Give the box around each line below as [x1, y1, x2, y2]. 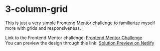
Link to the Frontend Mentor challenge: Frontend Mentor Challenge [5, 35, 143, 41]
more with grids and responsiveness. [5, 25, 81, 31]
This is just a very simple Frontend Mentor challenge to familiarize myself [5, 20, 156, 26]
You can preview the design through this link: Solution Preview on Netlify [5, 40, 155, 46]
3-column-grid [5, 3, 68, 15]
